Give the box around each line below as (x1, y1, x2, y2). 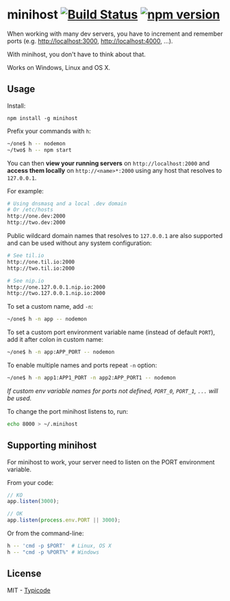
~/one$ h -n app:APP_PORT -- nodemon (7, 349, 115, 356)
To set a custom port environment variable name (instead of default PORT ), (7, 328, 216, 336)
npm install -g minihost (7, 115, 78, 121)
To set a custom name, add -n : (7, 303, 94, 311)
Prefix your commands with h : (7, 127, 91, 135)
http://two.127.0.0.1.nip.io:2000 (7, 290, 106, 297)
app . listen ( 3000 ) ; (7, 498, 60, 505)
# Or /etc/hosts (7, 207, 53, 213)
